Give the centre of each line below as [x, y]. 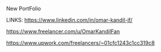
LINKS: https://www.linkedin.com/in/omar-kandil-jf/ [69, 20]
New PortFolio [24, 9]
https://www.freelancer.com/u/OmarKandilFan [63, 31]
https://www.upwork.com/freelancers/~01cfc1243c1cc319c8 [80, 43]
